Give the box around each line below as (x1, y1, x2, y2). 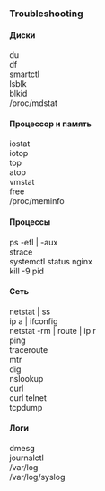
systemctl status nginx (9, 255, 92, 266)
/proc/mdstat (9, 97, 58, 108)
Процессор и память (9, 118, 92, 129)
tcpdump (9, 402, 43, 412)
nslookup (9, 373, 44, 384)
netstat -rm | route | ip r (9, 325, 97, 336)
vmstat (9, 177, 35, 188)
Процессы (9, 216, 51, 227)
